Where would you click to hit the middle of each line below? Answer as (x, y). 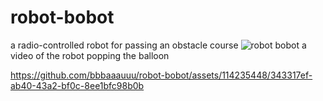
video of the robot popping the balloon (90, 55)
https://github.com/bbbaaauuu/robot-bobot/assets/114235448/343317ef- (161, 75)
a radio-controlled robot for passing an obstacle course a (158, 45)
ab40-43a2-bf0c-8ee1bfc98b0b (77, 85)
